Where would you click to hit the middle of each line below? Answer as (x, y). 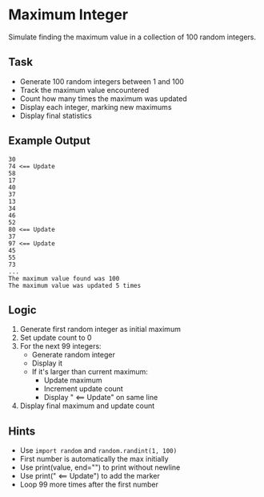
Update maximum (73, 380)
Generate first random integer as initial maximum (100, 329)
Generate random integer (74, 355)
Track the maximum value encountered (84, 90)
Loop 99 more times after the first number (89, 485)
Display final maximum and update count (87, 406)
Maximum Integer (68, 15)
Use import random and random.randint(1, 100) (98, 451)
